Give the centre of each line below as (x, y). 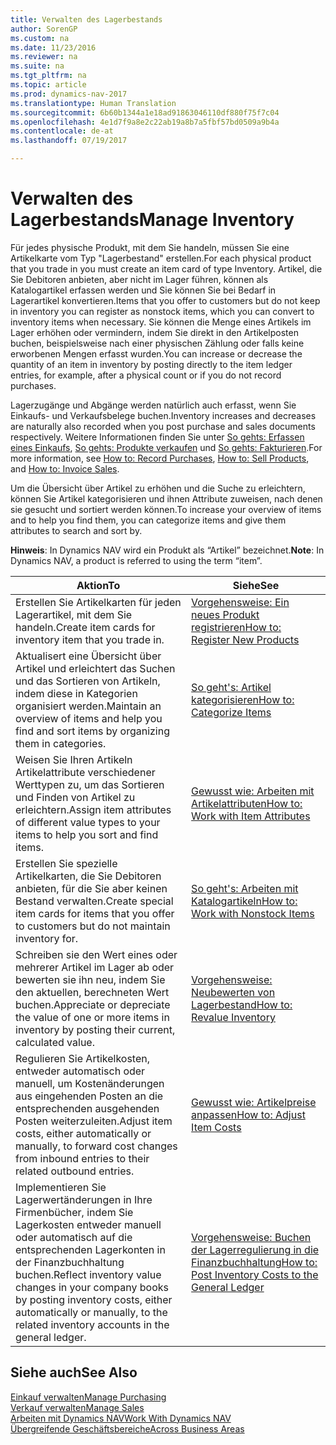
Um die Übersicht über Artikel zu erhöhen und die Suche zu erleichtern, (158, 488)
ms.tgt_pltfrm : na (48, 76)
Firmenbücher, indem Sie (74, 1212)
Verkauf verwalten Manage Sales (77, 1407)
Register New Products (245, 639)
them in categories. (61, 743)
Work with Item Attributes (251, 816)
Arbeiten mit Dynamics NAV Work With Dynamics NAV (121, 1418)
